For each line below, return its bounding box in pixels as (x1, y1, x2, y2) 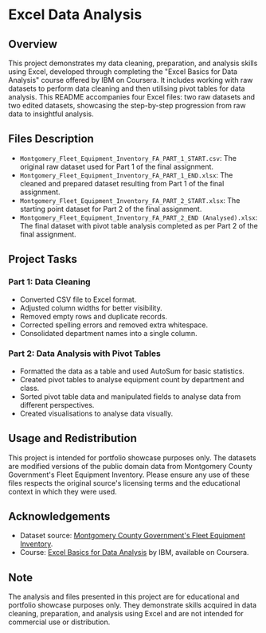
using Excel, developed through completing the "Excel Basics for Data (8, 67, 237, 76)
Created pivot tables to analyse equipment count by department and (19, 374, 244, 384)
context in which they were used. (8, 486, 117, 496)
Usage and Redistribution (8, 432, 137, 445)
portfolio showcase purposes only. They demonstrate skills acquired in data (8, 600, 257, 610)
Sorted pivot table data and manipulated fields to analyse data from (19, 392, 241, 401)
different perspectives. (19, 400, 95, 409)
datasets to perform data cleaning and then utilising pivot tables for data (8, 84, 245, 93)
